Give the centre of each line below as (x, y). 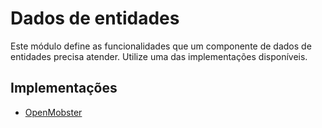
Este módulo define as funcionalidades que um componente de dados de (161, 46)
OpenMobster (53, 112)
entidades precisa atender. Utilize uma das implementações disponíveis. (159, 56)
